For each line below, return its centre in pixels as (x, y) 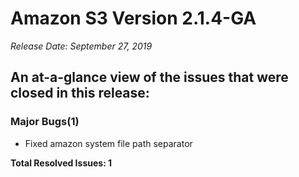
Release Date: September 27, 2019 (81, 46)
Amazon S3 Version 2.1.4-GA (133, 18)
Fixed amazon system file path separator (108, 143)
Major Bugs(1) (45, 122)
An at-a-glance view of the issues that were (149, 77)
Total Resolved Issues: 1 (61, 163)
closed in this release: (80, 93)
